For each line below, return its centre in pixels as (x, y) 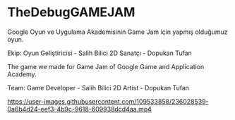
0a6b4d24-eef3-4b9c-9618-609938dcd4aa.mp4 (79, 109)
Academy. (22, 74)
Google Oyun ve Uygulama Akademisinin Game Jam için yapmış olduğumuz (117, 32)
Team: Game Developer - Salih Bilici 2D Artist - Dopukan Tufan (98, 88)
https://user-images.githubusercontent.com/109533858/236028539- (108, 101)
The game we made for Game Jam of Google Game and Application (106, 66)
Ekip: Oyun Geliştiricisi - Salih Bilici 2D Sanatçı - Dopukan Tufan (100, 53)
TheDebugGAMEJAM (71, 12)
